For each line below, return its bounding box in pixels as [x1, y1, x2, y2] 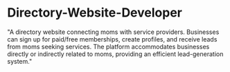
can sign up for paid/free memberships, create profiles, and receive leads [7, 35, 218, 43]
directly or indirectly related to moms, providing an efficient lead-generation [7, 50, 224, 58]
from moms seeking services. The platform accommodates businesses [7, 42, 210, 51]
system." [7, 57, 33, 65]
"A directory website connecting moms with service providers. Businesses [7, 28, 220, 36]
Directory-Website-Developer [7, 5, 182, 21]
